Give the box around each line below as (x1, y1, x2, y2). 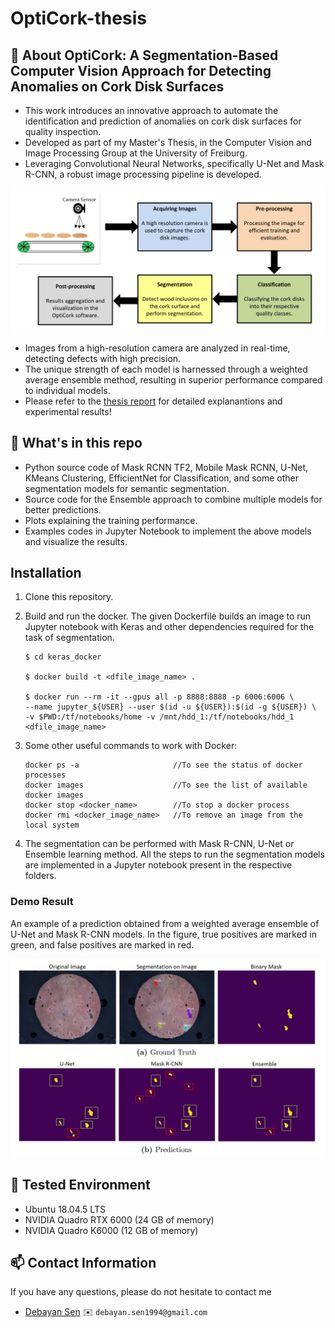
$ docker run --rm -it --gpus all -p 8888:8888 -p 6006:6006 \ (24, 692, 295, 702)
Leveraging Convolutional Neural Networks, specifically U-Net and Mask (24, 158, 325, 169)
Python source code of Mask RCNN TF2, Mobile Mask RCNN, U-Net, (24, 461, 309, 473)
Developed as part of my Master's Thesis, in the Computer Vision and (24, 137, 312, 148)
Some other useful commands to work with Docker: (24, 740, 238, 752)
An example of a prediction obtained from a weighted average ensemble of (10, 917, 320, 929)
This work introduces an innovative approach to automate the (24, 105, 279, 116)
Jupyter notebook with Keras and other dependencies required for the (24, 621, 315, 633)
